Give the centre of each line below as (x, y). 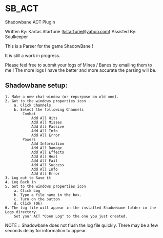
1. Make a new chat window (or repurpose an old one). (62, 97)
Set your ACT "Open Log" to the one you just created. (71, 216)
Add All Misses (47, 122)
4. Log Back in (20, 182)
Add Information (48, 144)
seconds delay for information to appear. (46, 230)
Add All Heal (44, 157)
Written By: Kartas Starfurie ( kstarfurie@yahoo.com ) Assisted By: (71, 31)
